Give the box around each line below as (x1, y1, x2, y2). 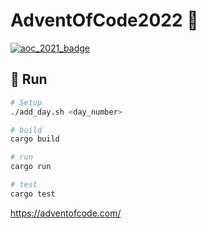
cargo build (10, 134, 60, 144)
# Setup (10, 97, 43, 108)
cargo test (10, 189, 56, 199)
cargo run (10, 162, 52, 172)
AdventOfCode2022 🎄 (10, 9, 199, 32)
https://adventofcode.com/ (10, 207, 122, 219)
